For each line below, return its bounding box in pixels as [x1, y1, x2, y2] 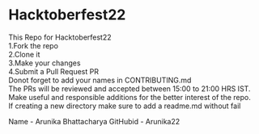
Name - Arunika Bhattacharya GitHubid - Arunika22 [8, 116, 180, 126]
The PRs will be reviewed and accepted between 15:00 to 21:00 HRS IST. [8, 83, 251, 94]
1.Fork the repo [8, 40, 59, 50]
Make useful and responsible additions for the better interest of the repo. [8, 92, 251, 102]
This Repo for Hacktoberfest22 [8, 32, 112, 42]
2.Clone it [8, 49, 40, 59]
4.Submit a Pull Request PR [8, 66, 100, 76]
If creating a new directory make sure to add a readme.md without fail [8, 101, 241, 111]
